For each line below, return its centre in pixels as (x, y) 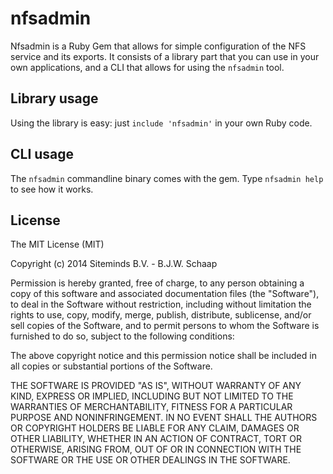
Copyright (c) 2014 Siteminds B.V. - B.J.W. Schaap (114, 264)
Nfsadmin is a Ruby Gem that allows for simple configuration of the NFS (158, 46)
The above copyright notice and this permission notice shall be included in (163, 356)
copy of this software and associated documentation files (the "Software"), (165, 294)
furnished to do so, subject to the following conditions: (122, 336)
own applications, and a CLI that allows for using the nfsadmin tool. (147, 67)
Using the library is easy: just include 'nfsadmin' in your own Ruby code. (161, 123)
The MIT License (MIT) (57, 244)
